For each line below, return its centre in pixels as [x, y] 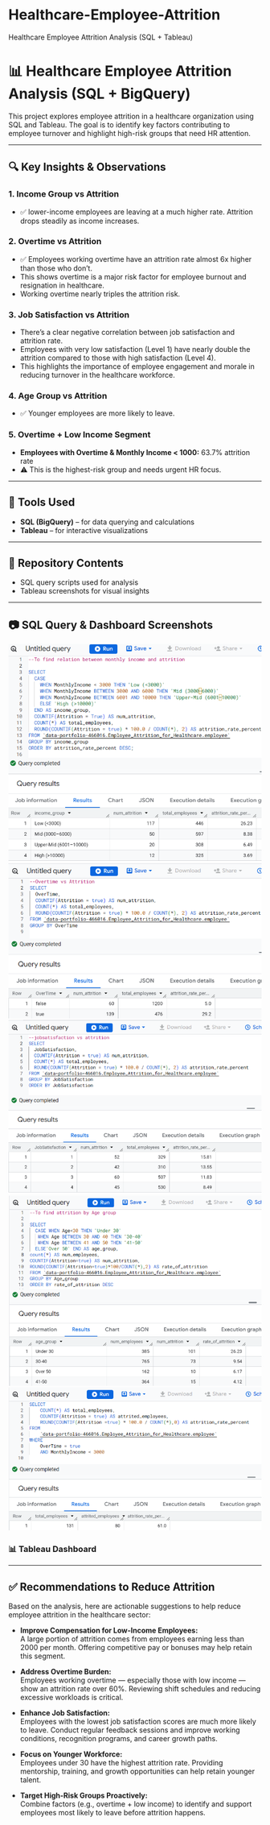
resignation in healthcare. [62, 285]
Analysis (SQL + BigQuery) [100, 94]
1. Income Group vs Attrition [64, 194]
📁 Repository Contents [66, 563]
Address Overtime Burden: [65, 1672]
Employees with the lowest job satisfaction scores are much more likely [138, 1722]
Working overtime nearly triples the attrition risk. [100, 294]
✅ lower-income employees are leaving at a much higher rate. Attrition [136, 212]
